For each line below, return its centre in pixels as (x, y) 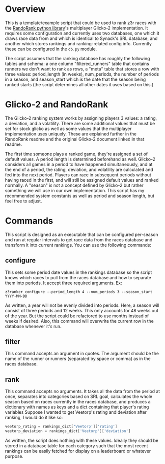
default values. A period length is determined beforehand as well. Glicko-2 (80, 159)
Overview (25, 9)
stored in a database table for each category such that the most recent (77, 446)
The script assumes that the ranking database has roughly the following (78, 58)
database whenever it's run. (33, 326)
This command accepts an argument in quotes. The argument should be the (82, 354)
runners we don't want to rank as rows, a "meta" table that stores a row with (82, 69)
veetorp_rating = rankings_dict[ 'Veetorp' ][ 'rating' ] (61, 427)
